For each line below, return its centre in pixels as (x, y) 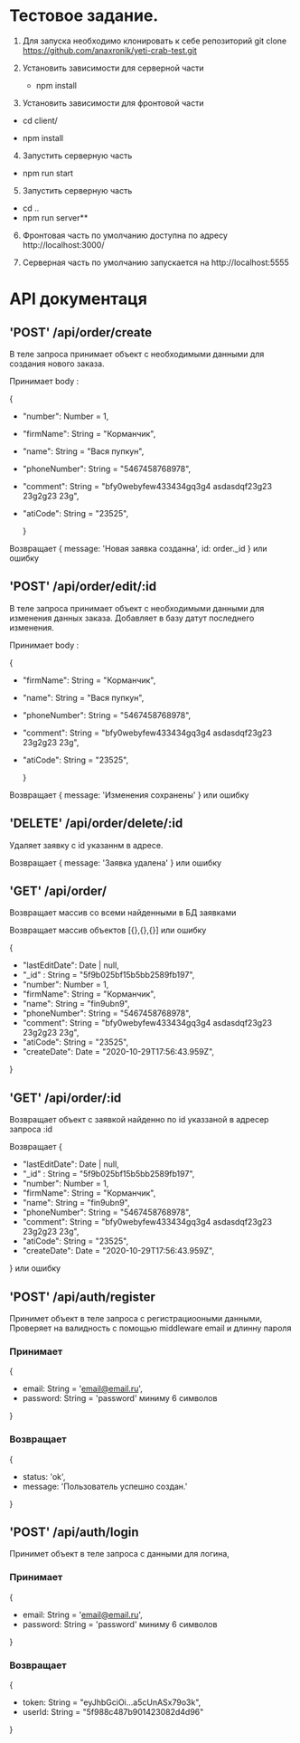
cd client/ (40, 120)
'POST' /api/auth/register (83, 1297)
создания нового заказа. (57, 364)
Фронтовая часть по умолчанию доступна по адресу (125, 235)
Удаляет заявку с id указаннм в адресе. (86, 845)
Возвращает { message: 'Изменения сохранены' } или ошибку (129, 795)
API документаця (78, 299)
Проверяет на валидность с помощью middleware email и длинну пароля (150, 1328)
